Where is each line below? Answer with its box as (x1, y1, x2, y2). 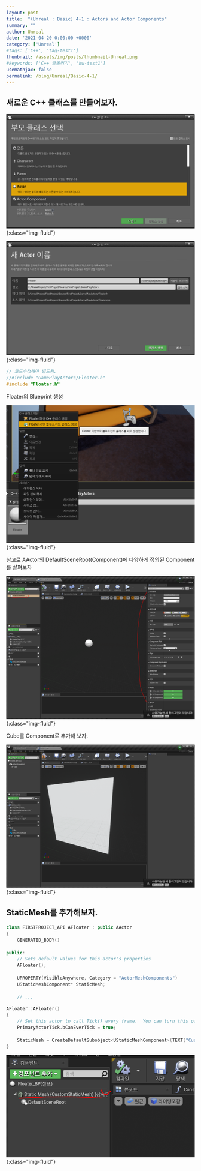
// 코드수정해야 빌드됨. (6, 369, 57, 375)
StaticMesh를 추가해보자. (6, 907, 98, 918)
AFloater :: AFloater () (6, 1005, 60, 1011)
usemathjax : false (6, 67, 52, 73)
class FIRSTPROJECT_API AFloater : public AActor (6, 924, 133, 930)
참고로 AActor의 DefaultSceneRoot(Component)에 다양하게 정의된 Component (6, 556, 195, 564)
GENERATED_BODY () (17, 937, 60, 943)
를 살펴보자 (6, 564, 32, 571)
